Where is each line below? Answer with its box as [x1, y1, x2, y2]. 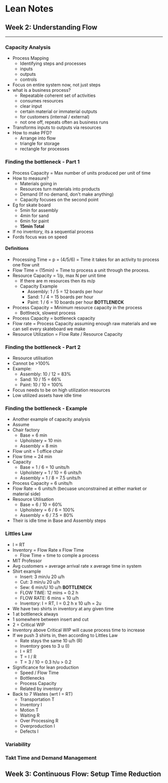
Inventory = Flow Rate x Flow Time [12, 547, 84, 553]
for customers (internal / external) [19, 114, 90, 120]
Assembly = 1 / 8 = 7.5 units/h [19, 475, 81, 481]
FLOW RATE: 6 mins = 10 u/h [19, 595, 79, 601]
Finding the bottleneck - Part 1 [5, 159, 80, 166]
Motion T [19, 707, 39, 713]
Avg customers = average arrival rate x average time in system [12, 563, 141, 569]
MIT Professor [12, 558, 42, 564]
